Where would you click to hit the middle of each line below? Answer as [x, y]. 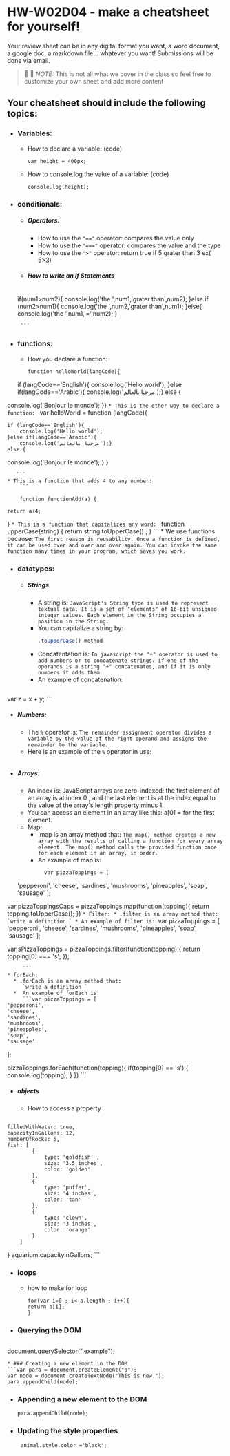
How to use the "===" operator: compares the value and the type [129, 245]
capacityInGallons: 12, [41, 1133]
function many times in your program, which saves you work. [97, 551]
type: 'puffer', [67, 1188]
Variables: [35, 133]
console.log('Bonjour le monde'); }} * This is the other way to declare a [113, 405]
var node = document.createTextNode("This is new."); [86, 1376]
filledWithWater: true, [41, 1127]
